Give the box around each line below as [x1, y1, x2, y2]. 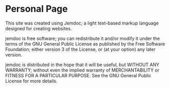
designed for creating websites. [5, 25, 72, 31]
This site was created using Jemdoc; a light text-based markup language [5, 20, 159, 26]
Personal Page [5, 3, 68, 15]
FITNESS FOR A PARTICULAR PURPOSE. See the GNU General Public [5, 72, 152, 78]
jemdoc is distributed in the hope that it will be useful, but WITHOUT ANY [5, 61, 160, 68]
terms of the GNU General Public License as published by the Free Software [5, 40, 165, 47]
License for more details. [5, 78, 58, 84]
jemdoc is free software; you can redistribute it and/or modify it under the [5, 35, 160, 41]
